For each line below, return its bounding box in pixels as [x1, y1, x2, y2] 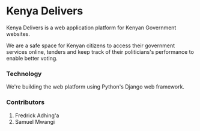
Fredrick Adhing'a [14, 112, 59, 119]
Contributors [6, 98, 45, 106]
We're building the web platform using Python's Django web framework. [6, 83, 185, 90]
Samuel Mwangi [14, 118, 55, 125]
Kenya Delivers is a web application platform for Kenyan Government [6, 24, 177, 31]
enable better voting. [6, 54, 58, 62]
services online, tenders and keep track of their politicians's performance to [6, 48, 194, 55]
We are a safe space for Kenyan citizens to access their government [6, 42, 175, 49]
